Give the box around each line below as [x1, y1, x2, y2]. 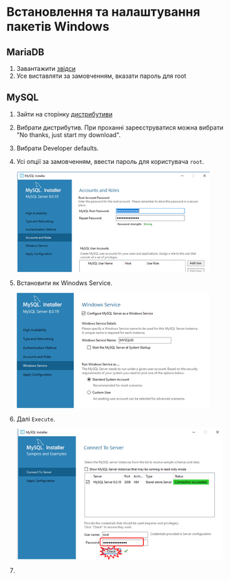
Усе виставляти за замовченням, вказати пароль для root [16, 72, 187, 80]
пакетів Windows [6, 19, 109, 34]
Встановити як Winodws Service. [16, 278, 113, 287]
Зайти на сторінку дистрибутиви [16, 110, 113, 118]
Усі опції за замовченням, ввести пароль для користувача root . [16, 157, 205, 165]
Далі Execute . [16, 415, 56, 423]
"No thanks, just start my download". [16, 130, 121, 138]
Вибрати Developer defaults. [16, 144, 99, 152]
